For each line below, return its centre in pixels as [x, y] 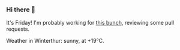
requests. [18, 29]
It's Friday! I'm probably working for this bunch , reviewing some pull [90, 23]
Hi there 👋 [21, 10]
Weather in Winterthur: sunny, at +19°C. [55, 41]
